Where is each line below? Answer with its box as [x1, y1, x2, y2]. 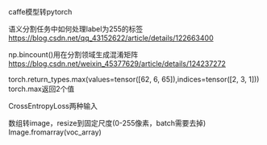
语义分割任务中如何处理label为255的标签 [8, 24, 144, 34]
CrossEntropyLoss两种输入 [8, 101, 98, 110]
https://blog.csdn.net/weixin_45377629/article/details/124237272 [8, 59, 226, 68]
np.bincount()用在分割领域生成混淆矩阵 [8, 50, 139, 59]
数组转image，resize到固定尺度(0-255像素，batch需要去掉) [8, 118, 207, 127]
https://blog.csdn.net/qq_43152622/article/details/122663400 [8, 33, 214, 43]
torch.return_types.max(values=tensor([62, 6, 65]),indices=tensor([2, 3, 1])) [8, 75, 260, 84]
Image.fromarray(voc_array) [8, 127, 102, 137]
